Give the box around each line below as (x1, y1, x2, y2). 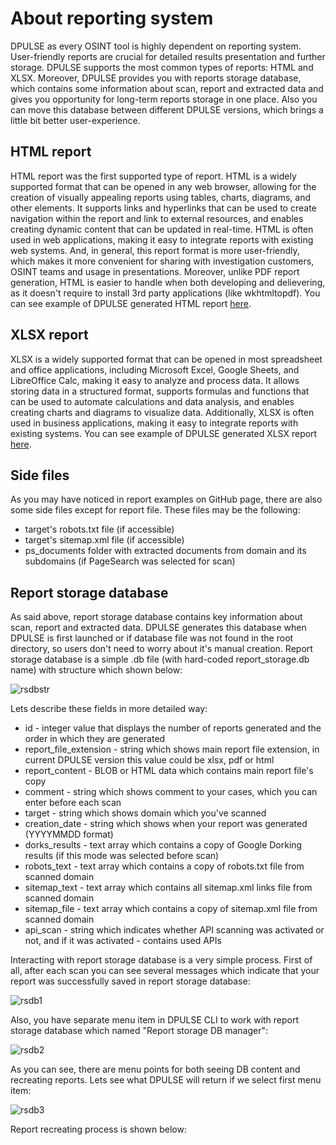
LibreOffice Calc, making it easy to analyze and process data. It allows (10, 374, 300, 386)
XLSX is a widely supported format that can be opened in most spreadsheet (10, 353, 323, 365)
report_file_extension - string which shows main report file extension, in (24, 743, 320, 756)
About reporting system (10, 7, 214, 30)
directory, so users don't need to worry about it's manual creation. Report (10, 643, 313, 655)
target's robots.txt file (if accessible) (24, 523, 175, 536)
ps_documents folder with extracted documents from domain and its (24, 545, 307, 557)
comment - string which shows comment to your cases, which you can (24, 786, 318, 798)
